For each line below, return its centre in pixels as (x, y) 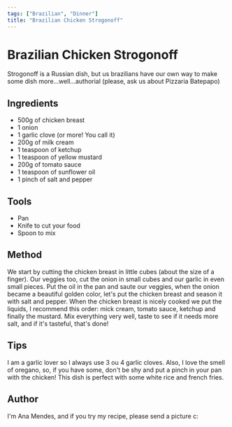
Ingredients (33, 103)
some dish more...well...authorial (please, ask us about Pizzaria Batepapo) (114, 82)
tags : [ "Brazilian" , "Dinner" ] (53, 14)
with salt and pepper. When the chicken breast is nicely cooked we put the (115, 301)
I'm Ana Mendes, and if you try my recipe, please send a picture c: (103, 416)
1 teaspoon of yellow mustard (60, 157)
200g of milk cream (46, 142)
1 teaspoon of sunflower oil (56, 172)
